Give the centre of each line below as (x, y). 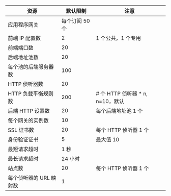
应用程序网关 (23, 25)
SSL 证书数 (21, 130)
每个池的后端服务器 (31, 67)
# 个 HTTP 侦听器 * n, (122, 94)
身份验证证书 (23, 140)
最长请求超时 (23, 159)
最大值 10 (108, 140)
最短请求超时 (23, 149)
